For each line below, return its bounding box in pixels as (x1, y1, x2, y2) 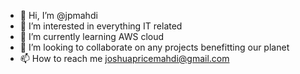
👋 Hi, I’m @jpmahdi (19, 10, 98, 21)
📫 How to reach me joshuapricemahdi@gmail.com (19, 53, 230, 64)
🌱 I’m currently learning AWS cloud (19, 31, 165, 42)
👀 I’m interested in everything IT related (19, 20, 183, 32)
